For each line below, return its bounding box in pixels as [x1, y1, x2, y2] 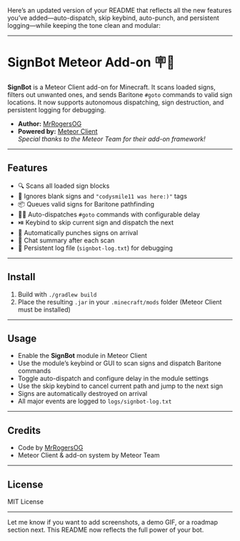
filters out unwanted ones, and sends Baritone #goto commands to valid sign [7, 90, 233, 99]
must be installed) [17, 305, 71, 314]
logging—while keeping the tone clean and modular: [7, 21, 161, 29]
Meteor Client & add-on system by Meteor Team [17, 451, 160, 460]
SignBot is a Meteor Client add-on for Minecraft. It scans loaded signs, [7, 82, 216, 91]
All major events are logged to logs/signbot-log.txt [17, 397, 172, 406]
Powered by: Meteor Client [17, 126, 98, 135]
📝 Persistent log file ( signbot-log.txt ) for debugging [17, 243, 174, 252]
